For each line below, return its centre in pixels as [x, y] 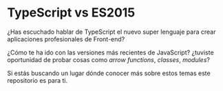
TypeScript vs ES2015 [71, 13]
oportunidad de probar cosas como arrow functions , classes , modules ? [108, 59]
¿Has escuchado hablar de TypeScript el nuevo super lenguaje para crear [111, 32]
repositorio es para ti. [38, 80]
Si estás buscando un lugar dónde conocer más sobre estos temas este [109, 73]
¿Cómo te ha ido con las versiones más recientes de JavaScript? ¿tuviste [111, 52]
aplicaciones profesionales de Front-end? [66, 39]
